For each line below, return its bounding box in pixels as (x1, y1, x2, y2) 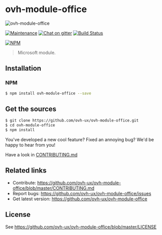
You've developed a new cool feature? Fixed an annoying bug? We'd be (5, 136, 154, 142)
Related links (5, 166, 47, 175)
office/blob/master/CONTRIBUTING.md (12, 185, 95, 191)
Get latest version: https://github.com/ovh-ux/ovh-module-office (12, 196, 147, 202)
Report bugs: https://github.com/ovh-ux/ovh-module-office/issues (12, 190, 151, 196)
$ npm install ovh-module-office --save (5, 91, 92, 96)
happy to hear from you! (5, 142, 56, 148)
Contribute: (12, 180, 36, 186)
